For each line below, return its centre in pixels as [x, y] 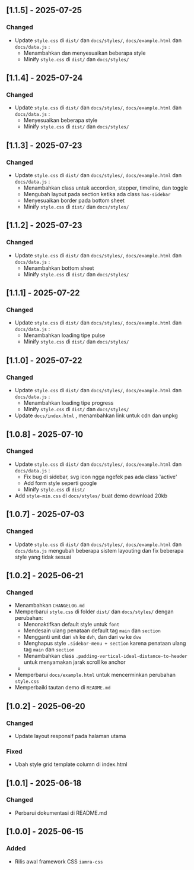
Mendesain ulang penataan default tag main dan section [92, 631]
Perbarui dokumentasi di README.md [61, 813]
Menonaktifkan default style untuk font [71, 625]
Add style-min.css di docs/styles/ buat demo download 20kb [91, 496]
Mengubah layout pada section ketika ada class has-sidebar [97, 194]
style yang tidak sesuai [43, 557]
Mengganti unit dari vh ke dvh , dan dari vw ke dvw [82, 637]
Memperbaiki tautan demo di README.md [63, 688]
